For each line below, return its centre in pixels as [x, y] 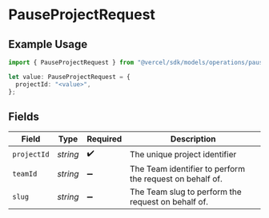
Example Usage [48, 44]
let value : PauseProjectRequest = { [69, 77]
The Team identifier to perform [187, 169]
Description [193, 139]
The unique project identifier [183, 154]
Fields [24, 116]
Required [104, 139]
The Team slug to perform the [185, 192]
